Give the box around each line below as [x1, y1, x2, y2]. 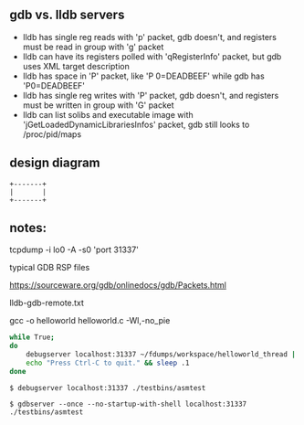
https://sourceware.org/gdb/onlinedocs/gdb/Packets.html [9, 280, 226, 291]
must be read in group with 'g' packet [22, 41, 164, 52]
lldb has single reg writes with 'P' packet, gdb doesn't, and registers [22, 90, 279, 101]
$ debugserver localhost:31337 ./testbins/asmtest [9, 383, 206, 392]
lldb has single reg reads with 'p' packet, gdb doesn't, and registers [22, 31, 277, 42]
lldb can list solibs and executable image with [22, 109, 194, 120]
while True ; [9, 333, 55, 342]
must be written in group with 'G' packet [22, 100, 175, 111]
